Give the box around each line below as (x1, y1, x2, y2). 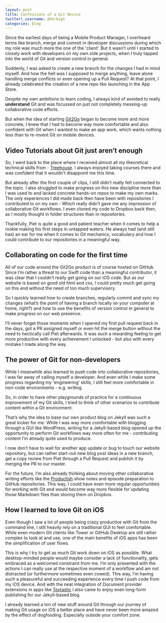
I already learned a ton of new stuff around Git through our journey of (5, 601, 147, 607)
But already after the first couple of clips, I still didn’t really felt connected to (5, 179, 160, 186)
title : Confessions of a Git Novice (5, 12, 81, 17)
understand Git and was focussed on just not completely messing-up (5, 101, 148, 107)
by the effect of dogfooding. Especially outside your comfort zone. (5, 612, 141, 618)
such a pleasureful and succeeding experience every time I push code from (5, 576, 160, 582)
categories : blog (5, 21, 41, 26)
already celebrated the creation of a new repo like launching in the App (5, 81, 150, 87)
